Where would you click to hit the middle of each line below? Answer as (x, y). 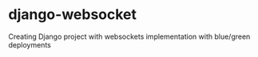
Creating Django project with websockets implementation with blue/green (129, 36)
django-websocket (73, 15)
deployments (30, 44)
